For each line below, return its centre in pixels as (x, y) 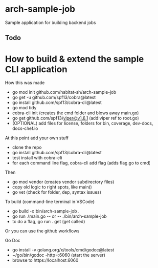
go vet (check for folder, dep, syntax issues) (57, 192)
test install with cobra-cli (37, 158)
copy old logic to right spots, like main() (52, 187)
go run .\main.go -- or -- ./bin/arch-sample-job (59, 216)
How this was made (25, 83)
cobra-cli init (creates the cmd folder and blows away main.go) (75, 113)
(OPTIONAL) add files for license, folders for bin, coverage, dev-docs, (82, 124)
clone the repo (27, 147)
